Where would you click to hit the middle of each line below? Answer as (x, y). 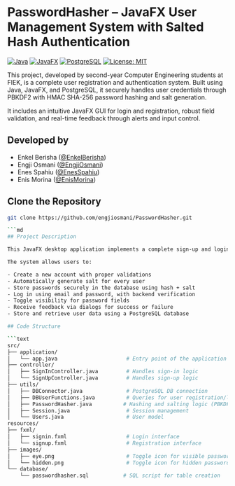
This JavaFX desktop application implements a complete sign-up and (109, 249)
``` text (19, 339)
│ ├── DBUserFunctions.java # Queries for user (95, 397)
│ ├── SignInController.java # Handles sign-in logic (103, 372)
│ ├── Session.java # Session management (98, 410)
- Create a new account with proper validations (79, 275)
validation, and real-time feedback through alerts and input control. (104, 118)
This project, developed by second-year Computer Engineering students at (115, 75)
